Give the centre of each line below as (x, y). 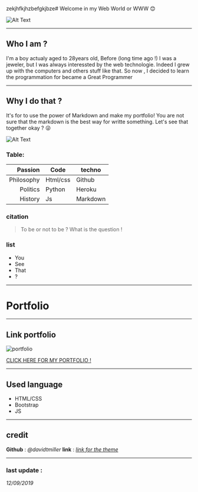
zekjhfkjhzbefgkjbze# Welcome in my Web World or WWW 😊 (81, 9)
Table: (15, 155)
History (30, 199)
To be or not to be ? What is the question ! (71, 229)
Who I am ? (27, 44)
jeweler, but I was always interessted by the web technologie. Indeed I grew (98, 64)
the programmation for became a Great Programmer (70, 77)
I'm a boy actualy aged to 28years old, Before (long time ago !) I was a (91, 58)
